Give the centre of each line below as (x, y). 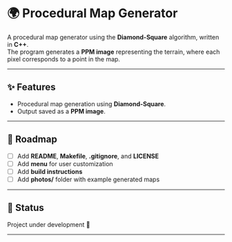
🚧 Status (26, 208)
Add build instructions (50, 171)
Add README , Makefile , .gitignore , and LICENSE (88, 156)
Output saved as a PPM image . (61, 111)
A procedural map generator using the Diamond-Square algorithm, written (113, 37)
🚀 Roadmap (32, 140)
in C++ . (18, 44)
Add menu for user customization (65, 163)
